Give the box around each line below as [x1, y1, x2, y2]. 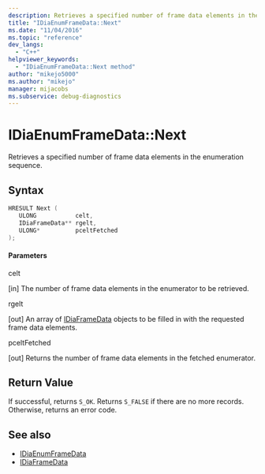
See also [8, 427, 51, 442]
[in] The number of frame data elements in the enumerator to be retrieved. [8, 283, 250, 293]
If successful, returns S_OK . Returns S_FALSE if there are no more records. [8, 397, 244, 406]
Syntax [8, 183, 44, 197]
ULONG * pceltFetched [18, 226, 118, 234]
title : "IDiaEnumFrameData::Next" [8, 19, 122, 27]
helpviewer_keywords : [8, 56, 80, 64]
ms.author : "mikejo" [8, 77, 77, 85]
